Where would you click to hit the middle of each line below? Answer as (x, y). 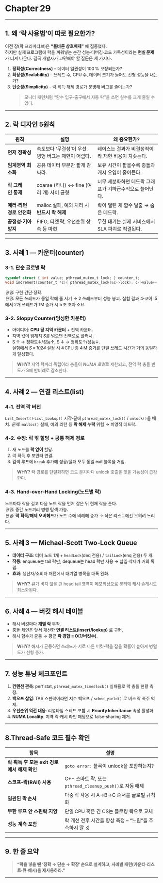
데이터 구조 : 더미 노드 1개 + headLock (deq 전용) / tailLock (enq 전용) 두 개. (83, 556)
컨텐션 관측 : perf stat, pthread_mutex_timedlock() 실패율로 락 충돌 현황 (80, 687)
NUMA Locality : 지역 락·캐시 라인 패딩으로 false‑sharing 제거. (72, 717)
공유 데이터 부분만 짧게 (61, 165)
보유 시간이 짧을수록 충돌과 (126, 165)
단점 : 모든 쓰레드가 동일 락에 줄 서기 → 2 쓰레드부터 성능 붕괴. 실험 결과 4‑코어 (79, 298)
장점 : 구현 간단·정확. (24, 292)
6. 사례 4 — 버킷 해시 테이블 (44, 611)
